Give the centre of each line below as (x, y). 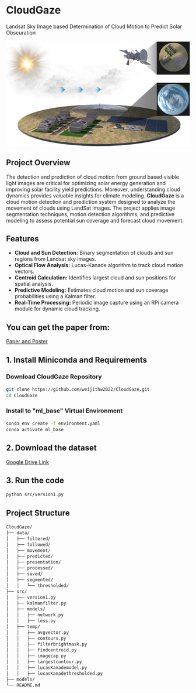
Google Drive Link (28, 462)
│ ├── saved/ (24, 574)
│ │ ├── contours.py (36, 639)
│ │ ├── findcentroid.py (41, 650)
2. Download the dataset (52, 448)
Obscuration (21, 32)
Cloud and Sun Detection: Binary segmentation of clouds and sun (94, 253)
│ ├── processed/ (30, 568)
